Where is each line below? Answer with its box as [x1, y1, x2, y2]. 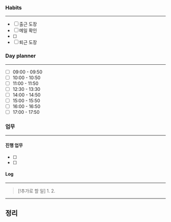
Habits [5, 4, 22, 11]
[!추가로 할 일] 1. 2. [17, 188, 55, 194]
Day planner [5, 53, 36, 60]
